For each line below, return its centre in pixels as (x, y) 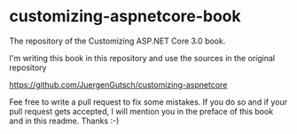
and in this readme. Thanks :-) (64, 121)
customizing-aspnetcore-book (125, 16)
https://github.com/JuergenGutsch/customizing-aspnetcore (118, 84)
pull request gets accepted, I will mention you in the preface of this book (141, 111)
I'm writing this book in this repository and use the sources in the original (142, 58)
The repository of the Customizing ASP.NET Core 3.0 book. (117, 41)
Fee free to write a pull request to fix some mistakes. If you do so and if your (148, 102)
